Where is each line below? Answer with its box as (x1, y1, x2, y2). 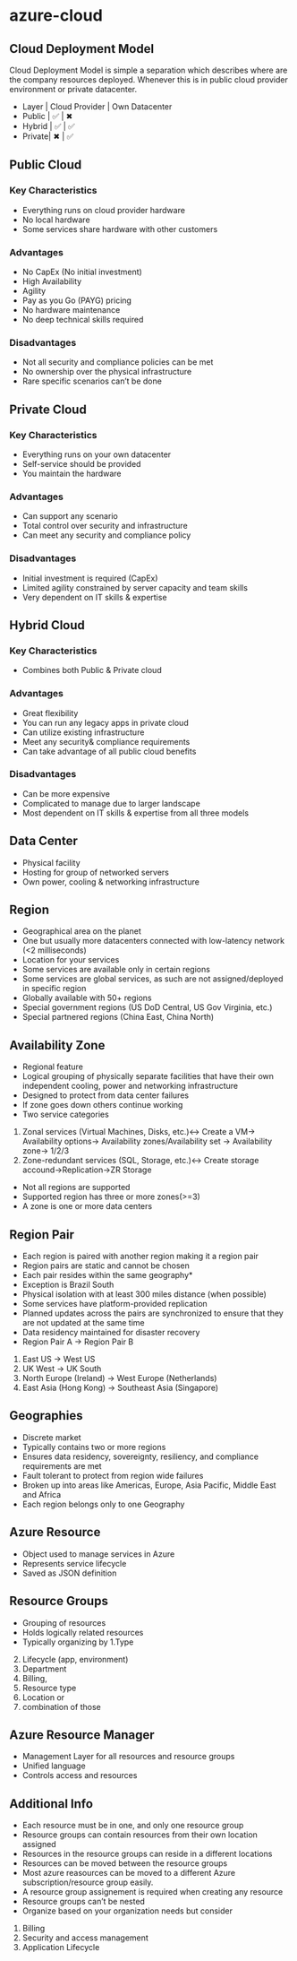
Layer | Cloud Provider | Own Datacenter (21, 101, 173, 112)
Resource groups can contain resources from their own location (21, 1829, 258, 1840)
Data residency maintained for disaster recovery (21, 1327, 200, 1338)
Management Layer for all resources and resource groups (21, 1751, 235, 1762)
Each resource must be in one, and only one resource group (21, 1820, 244, 1831)
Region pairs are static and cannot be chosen (21, 1260, 190, 1271)
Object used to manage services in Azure (21, 1548, 175, 1559)
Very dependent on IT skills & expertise (21, 592, 167, 602)
